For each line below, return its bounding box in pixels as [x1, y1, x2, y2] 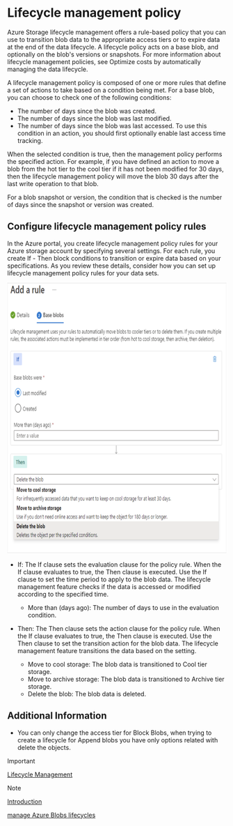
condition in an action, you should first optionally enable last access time [17, 129, 226, 137]
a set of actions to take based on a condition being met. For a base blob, [7, 86, 215, 94]
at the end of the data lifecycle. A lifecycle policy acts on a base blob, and [7, 43, 219, 51]
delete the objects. [17, 743, 71, 751]
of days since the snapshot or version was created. [7, 200, 154, 208]
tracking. [17, 136, 43, 144]
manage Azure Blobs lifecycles [7, 811, 96, 819]
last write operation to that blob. [7, 179, 99, 188]
